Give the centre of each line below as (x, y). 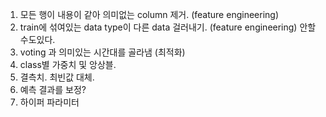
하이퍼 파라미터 (49, 102)
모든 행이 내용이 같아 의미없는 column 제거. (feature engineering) (149, 14)
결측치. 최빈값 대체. (57, 77)
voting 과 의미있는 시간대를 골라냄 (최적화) (102, 52)
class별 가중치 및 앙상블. (68, 64)
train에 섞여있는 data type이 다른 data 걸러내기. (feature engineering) (158, 27)
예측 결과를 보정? (53, 89)
